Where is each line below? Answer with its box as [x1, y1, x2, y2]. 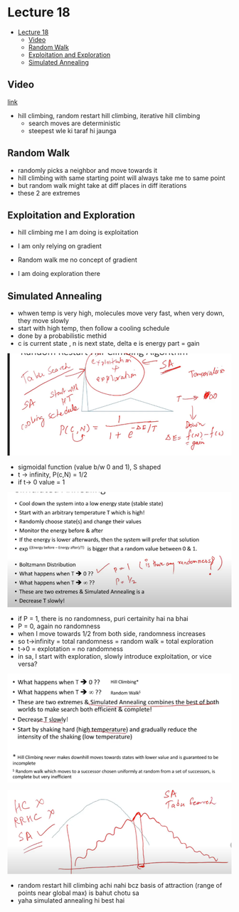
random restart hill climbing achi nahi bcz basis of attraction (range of [17, 881, 223, 890]
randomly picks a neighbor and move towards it [17, 166, 158, 174]
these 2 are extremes [17, 189, 80, 197]
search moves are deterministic [28, 119, 121, 127]
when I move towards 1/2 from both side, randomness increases [17, 629, 206, 637]
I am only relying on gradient [17, 242, 102, 250]
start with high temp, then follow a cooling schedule [17, 324, 170, 333]
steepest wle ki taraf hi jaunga [28, 126, 117, 135]
